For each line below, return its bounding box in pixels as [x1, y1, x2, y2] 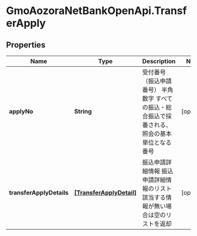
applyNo [9, 107, 33, 115]
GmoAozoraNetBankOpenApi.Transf [6, 4, 187, 18]
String [74, 107, 92, 115]
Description [142, 57, 176, 65]
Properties [6, 40, 46, 50]
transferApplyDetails [9, 189, 69, 197]
